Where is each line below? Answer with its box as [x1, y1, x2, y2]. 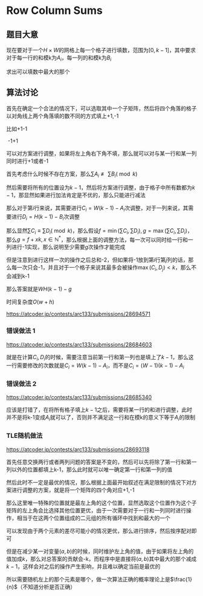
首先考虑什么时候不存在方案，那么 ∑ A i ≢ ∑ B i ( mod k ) [6, 170, 138, 179]
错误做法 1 [6, 326, 36, 335]
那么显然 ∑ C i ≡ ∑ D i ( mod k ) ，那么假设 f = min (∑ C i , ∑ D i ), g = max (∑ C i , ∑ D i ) [6, 227, 188, 236]
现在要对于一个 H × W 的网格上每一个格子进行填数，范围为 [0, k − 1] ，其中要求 [6, 47, 196, 53]
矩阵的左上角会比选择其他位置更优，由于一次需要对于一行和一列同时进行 [6, 506, 186, 514]
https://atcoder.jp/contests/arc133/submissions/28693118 [6, 446, 150, 453]
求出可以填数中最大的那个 [6, 68, 70, 75]
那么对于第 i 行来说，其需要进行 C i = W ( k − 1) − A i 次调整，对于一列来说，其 [6, 204, 188, 213]
